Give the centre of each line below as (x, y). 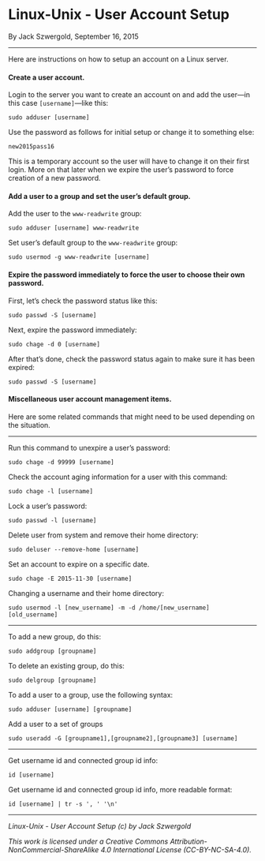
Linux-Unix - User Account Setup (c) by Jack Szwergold (100, 825)
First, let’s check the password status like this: (83, 301)
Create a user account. (47, 77)
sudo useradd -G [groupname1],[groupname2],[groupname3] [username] (123, 738)
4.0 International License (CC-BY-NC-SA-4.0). (176, 849)
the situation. (30, 425)
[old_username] (33, 614)
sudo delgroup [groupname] (52, 680)
